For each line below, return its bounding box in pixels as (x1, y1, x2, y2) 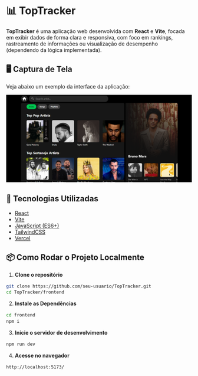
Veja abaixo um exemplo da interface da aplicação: (6, 83, 130, 90)
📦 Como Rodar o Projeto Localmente (6, 253, 144, 263)
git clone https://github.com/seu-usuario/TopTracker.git (6, 283, 151, 289)
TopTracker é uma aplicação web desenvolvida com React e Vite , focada (6, 27, 185, 35)
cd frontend (6, 312, 35, 318)
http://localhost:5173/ (6, 364, 65, 370)
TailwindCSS (14, 228, 46, 236)
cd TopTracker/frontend (6, 289, 65, 295)
